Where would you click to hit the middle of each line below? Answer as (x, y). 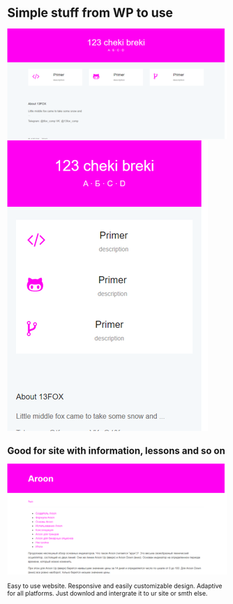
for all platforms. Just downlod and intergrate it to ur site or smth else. (107, 593)
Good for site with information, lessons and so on (116, 451)
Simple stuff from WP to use (90, 13)
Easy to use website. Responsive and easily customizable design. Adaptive (115, 586)
